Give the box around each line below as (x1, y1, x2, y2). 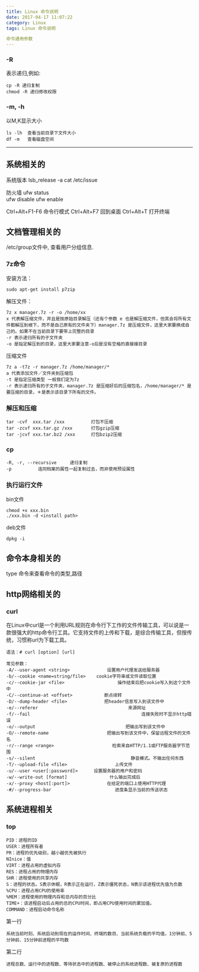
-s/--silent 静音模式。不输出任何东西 (6, 755, 184, 761)
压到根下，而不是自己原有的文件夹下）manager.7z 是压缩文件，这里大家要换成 (19, 322, 185, 328)
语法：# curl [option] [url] (6, 649, 76, 656)
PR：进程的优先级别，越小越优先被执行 (6, 850, 87, 856)
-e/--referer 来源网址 (6, 705, 146, 711)
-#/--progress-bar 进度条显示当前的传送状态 (6, 787, 168, 793)
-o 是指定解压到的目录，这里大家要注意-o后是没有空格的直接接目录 (6, 341, 147, 347)
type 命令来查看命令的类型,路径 (6, 570, 83, 577)
